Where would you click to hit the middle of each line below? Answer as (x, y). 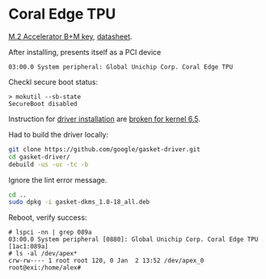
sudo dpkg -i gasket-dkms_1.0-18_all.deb (79, 202)
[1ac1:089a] (28, 247)
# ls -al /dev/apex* (43, 254)
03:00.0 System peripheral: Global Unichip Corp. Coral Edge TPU (120, 67)
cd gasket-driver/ (39, 157)
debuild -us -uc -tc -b (49, 164)
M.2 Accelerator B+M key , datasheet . (70, 36)
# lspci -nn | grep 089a (50, 232)
